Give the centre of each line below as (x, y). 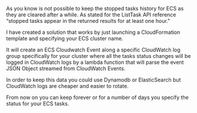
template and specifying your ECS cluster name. (65, 38)
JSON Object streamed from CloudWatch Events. (66, 69)
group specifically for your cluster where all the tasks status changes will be (98, 56)
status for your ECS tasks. (38, 104)
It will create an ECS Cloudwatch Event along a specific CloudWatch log (93, 50)
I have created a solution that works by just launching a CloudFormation (93, 32)
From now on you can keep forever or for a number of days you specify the (97, 97)
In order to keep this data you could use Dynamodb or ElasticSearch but (93, 80)
